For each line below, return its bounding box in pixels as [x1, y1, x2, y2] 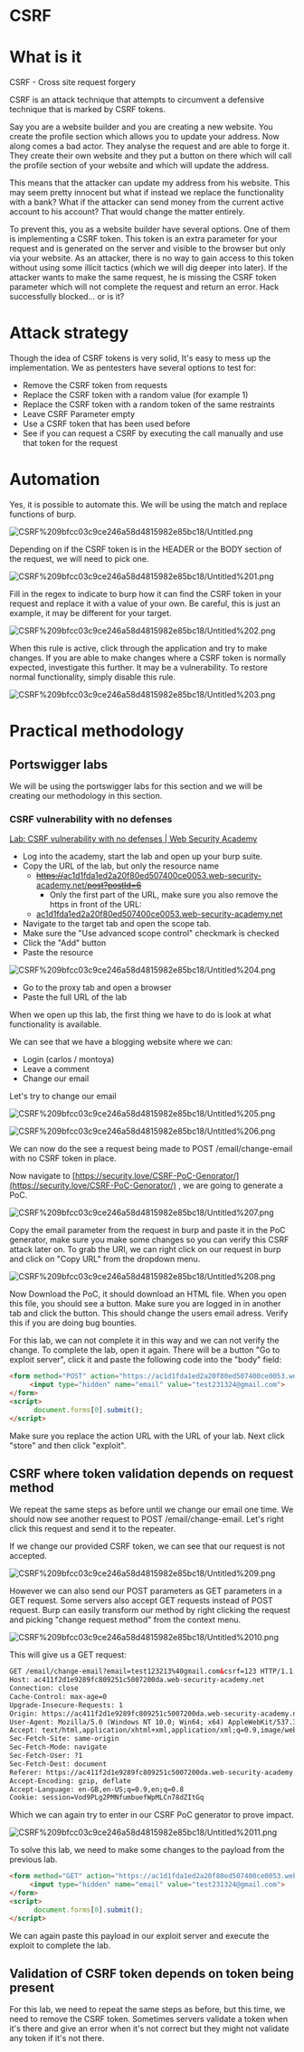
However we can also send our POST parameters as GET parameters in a [9, 1585, 282, 1597]
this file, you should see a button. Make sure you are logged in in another [9, 1298, 281, 1309]
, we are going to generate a [177, 1180, 283, 1191]
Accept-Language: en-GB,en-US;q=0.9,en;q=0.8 [9, 1784, 184, 1794]
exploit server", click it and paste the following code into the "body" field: [9, 1354, 282, 1365]
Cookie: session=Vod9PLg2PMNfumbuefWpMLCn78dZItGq [9, 1793, 204, 1802]
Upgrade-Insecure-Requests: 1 [9, 1700, 124, 1710]
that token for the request [22, 438, 119, 449]
